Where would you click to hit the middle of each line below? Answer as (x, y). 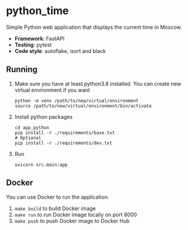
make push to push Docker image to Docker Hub (72, 221)
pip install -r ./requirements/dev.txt (63, 143)
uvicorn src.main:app (41, 165)
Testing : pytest (33, 45)
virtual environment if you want (52, 90)
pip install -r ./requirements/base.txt (65, 133)
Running (22, 70)
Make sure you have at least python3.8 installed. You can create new (98, 84)
